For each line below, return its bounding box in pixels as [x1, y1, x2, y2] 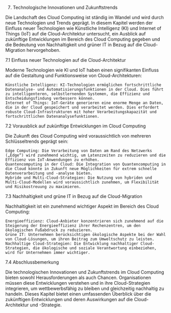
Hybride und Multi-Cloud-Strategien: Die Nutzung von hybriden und [5, 175, 153, 180]
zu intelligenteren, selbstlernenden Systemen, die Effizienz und [5, 91, 150, 97]
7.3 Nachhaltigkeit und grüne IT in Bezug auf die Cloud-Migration [5, 193, 142, 199]
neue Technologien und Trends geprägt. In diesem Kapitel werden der [5, 20, 153, 26]
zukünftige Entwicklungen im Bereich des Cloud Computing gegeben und [5, 36, 160, 42]
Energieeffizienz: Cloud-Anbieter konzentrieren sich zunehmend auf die [5, 218, 164, 224]
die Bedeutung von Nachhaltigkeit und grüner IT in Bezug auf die [5, 42, 142, 48]
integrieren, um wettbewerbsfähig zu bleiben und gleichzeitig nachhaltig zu [5, 285, 165, 291]
